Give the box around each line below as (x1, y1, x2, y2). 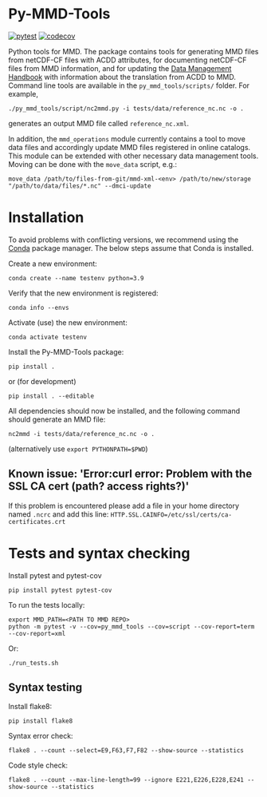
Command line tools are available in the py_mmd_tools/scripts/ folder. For (8, 81, 249, 90)
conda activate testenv (8, 333, 88, 341)
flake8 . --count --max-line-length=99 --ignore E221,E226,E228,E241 (8, 776, 245, 784)
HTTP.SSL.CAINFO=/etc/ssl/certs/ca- (110, 510, 233, 519)
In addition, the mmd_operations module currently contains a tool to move (8, 133, 245, 144)
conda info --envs (8, 303, 69, 311)
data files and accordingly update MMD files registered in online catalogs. (8, 142, 251, 152)
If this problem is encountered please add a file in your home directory (8, 501, 240, 510)
